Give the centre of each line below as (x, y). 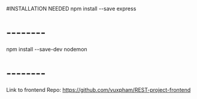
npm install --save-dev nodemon (47, 49)
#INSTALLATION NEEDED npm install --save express (71, 9)
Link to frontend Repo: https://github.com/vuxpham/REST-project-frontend (99, 89)
